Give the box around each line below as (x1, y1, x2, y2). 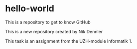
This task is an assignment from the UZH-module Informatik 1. (5, 38, 133, 44)
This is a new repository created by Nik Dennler (5, 28, 103, 34)
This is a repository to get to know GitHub (5, 19, 91, 25)
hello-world (5, 3, 55, 14)
